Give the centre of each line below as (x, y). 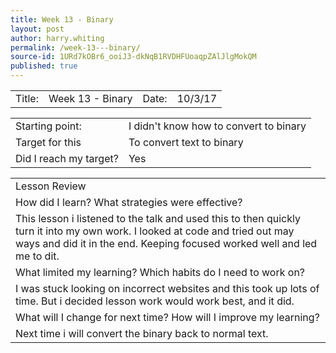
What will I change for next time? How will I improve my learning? (167, 317)
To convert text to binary (186, 142)
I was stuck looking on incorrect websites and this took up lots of (167, 288)
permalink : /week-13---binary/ (75, 47)
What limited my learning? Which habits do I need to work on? (160, 272)
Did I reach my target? (67, 158)
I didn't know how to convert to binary (217, 126)
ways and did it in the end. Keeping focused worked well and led (166, 243)
